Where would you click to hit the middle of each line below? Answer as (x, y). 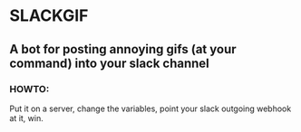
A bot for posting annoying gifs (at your (123, 49)
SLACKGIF (49, 16)
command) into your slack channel (110, 63)
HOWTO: (29, 89)
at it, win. (26, 118)
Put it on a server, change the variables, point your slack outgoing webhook (150, 108)
